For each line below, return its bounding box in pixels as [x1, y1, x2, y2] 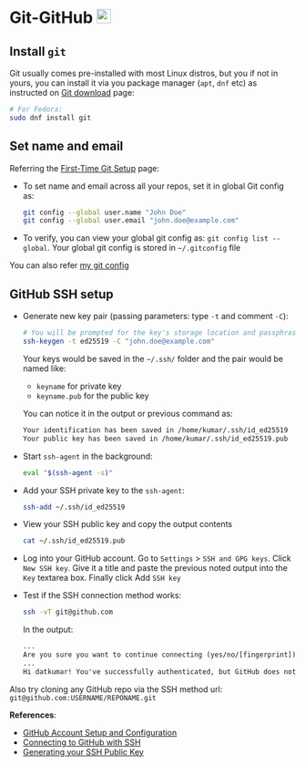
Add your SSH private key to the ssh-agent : [22, 484, 185, 495]
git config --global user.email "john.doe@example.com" [22, 216, 239, 225]
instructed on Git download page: [9, 88, 135, 98]
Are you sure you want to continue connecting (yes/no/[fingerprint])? [22, 650, 300, 659]
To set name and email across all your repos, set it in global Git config [22, 181, 284, 191]
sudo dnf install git [9, 113, 92, 122]
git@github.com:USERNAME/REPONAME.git [9, 693, 157, 702]
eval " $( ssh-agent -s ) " [22, 468, 114, 477]
